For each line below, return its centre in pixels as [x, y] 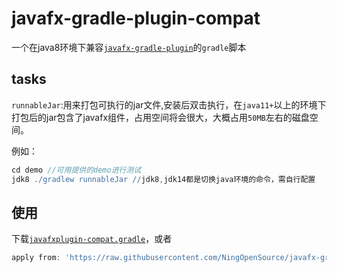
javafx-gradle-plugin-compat [136, 18]
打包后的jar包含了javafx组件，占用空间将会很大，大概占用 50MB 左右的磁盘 [160, 117]
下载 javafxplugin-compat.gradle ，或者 [92, 239]
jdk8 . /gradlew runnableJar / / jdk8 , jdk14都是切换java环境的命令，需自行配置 [163, 179]
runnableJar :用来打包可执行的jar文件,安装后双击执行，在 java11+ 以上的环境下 [169, 104]
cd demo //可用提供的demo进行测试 [76, 170]
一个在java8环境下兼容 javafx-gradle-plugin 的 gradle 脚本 [129, 47]
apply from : [36, 258]
